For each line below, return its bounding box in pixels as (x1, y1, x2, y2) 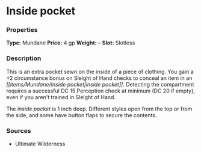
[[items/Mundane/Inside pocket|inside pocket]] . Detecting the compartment (6, 81, 194, 88)
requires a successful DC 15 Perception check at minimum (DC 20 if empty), (6, 87, 196, 94)
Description (6, 54, 42, 62)
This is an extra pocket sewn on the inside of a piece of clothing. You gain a (6, 68, 194, 75)
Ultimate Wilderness (14, 140, 66, 148)
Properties (6, 26, 38, 34)
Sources (6, 126, 31, 135)
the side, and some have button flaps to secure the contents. (6, 111, 157, 118)
